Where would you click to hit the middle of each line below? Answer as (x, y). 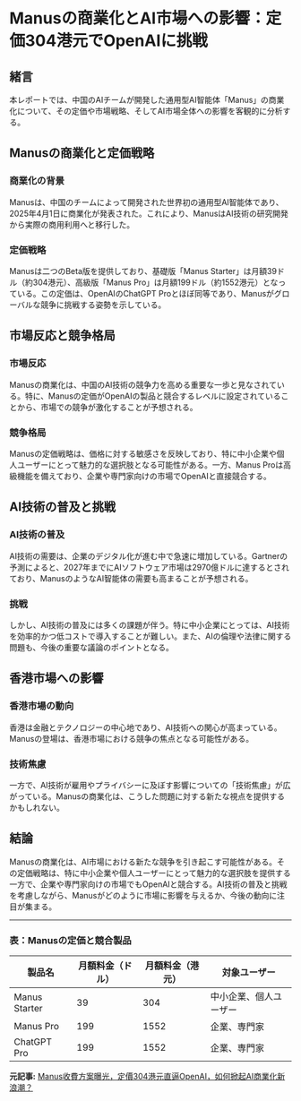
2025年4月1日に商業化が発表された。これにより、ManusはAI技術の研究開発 (149, 213)
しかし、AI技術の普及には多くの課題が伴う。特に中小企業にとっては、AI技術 (150, 624)
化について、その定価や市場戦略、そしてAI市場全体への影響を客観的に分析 (146, 111)
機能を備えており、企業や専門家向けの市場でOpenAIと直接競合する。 (144, 476)
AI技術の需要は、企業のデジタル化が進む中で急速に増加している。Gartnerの (149, 555)
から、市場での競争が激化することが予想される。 (107, 407)
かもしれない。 (37, 807)
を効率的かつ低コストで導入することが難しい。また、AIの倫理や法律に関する (150, 636)
